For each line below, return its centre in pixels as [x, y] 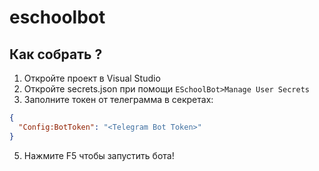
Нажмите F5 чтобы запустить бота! [99, 155]
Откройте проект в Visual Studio [92, 78]
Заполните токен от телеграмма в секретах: [118, 99]
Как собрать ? [56, 54]
